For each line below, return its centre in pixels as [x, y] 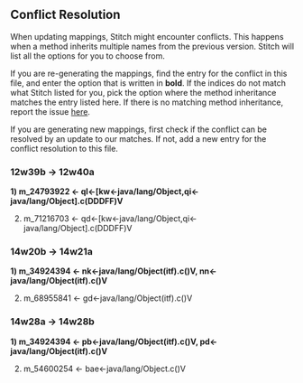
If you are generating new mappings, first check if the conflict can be [138, 129]
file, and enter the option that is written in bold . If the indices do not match [148, 83]
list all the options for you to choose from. [87, 56]
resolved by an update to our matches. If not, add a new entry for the [138, 138]
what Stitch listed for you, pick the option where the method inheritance [143, 92]
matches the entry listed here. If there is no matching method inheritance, [147, 102]
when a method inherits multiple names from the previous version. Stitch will [152, 46]
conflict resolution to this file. [64, 148]
